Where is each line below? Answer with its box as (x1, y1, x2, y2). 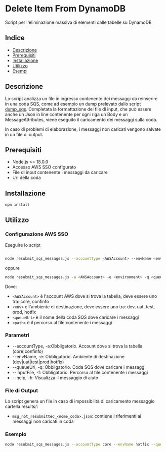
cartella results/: (5, 403, 39, 409)
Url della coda (12, 174, 41, 181)
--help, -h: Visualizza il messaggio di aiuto (12, 375, 99, 381)
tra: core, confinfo (12, 298, 49, 304)
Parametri (5, 332, 30, 339)
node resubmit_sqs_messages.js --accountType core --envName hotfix (5, 442, 149, 447)
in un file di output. (5, 131, 43, 137)
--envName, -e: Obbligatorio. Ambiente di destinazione (12, 353, 125, 359)
